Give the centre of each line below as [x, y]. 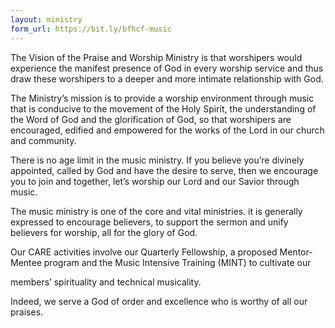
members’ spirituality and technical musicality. [106, 282]
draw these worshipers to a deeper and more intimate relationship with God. [167, 78]
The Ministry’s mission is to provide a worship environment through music [162, 98]
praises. [27, 312]
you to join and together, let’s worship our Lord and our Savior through [155, 181]
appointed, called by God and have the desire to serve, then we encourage [164, 170]
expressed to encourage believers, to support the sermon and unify [149, 222]
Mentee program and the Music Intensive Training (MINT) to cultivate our [161, 262]
